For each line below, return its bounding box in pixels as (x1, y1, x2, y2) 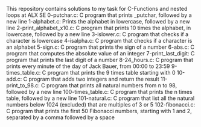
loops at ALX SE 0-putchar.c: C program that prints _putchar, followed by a (6, 11, 192, 19)
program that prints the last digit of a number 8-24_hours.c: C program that (6, 57, 194, 63)
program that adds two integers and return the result (28, 75, 160, 82)
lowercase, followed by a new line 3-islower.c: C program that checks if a (6, 31, 189, 38)
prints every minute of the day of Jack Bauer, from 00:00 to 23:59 (6, 63, 170, 70)
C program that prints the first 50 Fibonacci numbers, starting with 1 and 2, (6, 108, 192, 114)
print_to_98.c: (6, 82, 40, 89)
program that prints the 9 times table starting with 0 (47, 69, 176, 76)
